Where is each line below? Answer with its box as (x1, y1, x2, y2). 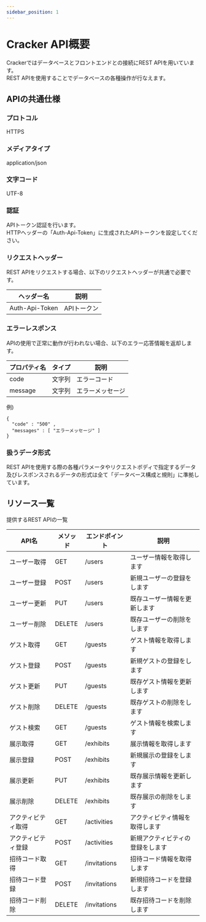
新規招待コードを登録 (130, 875, 192, 884)
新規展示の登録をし (130, 751, 186, 759)
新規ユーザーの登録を (130, 573, 192, 582)
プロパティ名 (9, 363, 47, 371)
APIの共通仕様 (6, 93, 61, 104)
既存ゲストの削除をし (130, 698, 192, 707)
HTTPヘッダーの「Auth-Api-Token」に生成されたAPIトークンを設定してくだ (6, 229, 198, 236)
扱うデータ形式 (6, 448, 51, 457)
